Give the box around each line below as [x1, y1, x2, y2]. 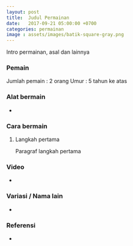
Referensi [6, 221, 35, 230]
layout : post [6, 9, 40, 15]
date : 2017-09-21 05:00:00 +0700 [6, 20, 97, 26]
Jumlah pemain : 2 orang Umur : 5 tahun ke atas [6, 78, 128, 85]
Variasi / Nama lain [6, 192, 63, 200]
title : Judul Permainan [6, 15, 70, 21]
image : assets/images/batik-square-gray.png [6, 32, 124, 38]
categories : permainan [6, 26, 64, 32]
